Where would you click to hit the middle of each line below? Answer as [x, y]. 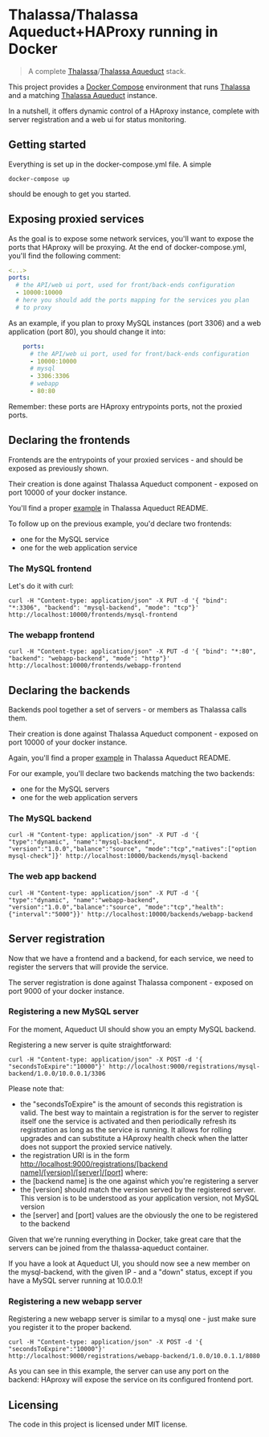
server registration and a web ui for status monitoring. [98, 119]
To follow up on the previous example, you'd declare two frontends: [120, 523]
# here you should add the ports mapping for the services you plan [132, 300]
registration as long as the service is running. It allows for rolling [126, 1129]
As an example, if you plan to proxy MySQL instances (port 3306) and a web [135, 322]
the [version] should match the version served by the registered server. [138, 1189]
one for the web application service [79, 548]
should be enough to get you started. [69, 194]
